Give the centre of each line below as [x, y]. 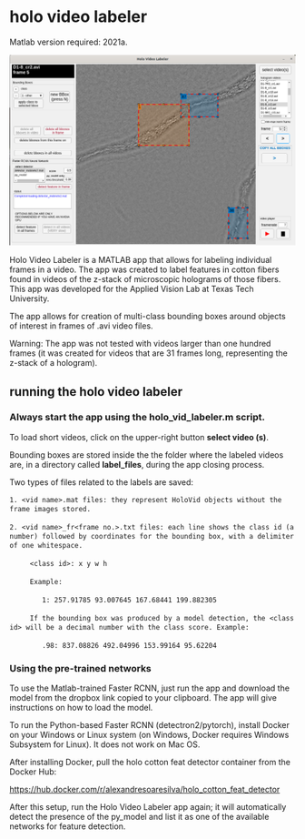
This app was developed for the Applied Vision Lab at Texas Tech [132, 289]
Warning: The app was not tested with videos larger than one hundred [140, 344]
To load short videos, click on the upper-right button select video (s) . [139, 437]
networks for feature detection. [68, 826]
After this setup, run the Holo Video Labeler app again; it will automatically [148, 807]
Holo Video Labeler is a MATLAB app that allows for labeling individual [141, 260]
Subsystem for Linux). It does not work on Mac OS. [105, 744]
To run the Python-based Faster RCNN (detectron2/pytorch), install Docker [150, 725]
